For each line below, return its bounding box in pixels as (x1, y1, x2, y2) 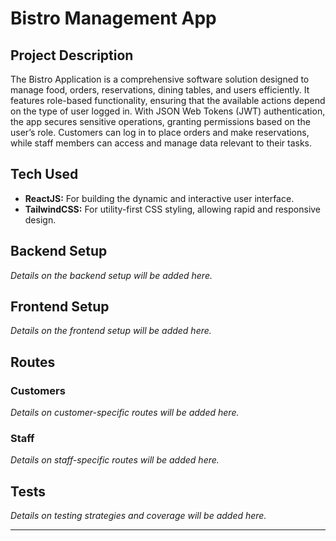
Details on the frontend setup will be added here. (10, 325, 212, 337)
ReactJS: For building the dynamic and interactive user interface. (24, 192, 295, 204)
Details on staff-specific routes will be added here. (10, 454, 220, 466)
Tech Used (10, 166, 79, 183)
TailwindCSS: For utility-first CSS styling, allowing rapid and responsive (24, 203, 322, 215)
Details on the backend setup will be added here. (10, 269, 213, 281)
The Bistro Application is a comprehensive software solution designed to (10, 73, 310, 85)
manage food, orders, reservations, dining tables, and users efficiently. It (10, 84, 310, 96)
